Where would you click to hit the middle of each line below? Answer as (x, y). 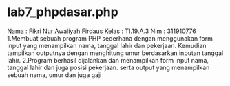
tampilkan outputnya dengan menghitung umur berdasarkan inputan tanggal (115, 53)
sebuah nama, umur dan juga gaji (54, 75)
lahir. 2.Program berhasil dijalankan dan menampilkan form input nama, (108, 60)
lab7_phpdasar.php (63, 12)
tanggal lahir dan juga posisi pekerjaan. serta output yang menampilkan (108, 67)
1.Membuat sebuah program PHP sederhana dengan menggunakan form (110, 38)
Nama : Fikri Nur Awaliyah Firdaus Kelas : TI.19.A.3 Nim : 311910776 (102, 31)
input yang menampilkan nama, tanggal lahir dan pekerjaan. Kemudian (107, 45)
